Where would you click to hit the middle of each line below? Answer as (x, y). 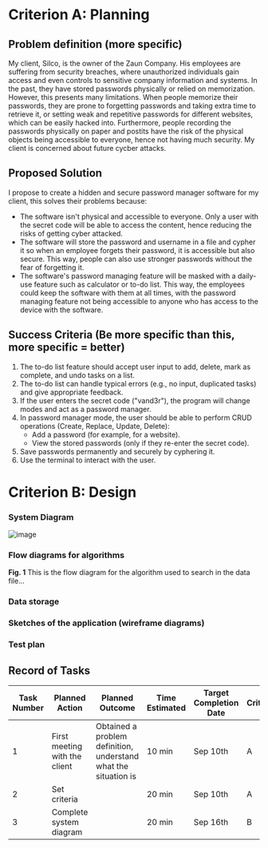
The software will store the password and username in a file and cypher (138, 242)
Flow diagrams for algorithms (67, 555)
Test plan (27, 644)
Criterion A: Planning (79, 15)
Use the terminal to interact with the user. (88, 460)
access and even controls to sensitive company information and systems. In (133, 80)
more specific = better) (67, 348)
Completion (216, 703)
